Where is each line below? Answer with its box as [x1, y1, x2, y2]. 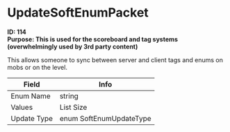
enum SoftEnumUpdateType [59, 113, 151, 123]
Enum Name [10, 91, 51, 101]
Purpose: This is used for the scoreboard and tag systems [7, 35, 179, 43]
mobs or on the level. [7, 63, 68, 71]
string [59, 91, 79, 101]
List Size [59, 102, 88, 112]
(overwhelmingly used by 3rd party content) [7, 42, 138, 50]
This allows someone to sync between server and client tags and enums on [7, 55, 224, 64]
